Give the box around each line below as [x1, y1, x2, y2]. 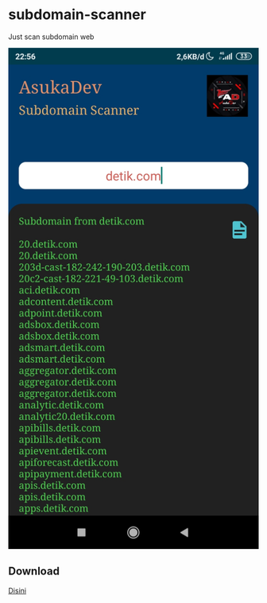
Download [8, 565, 60, 578]
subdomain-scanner [8, 6, 147, 24]
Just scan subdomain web [8, 32, 95, 41]
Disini [8, 585, 26, 595]
